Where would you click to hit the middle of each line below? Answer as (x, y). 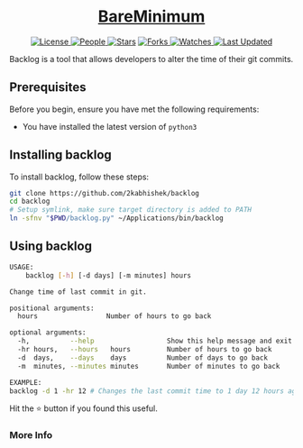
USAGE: (22, 267)
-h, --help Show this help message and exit (155, 341)
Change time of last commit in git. (78, 292)
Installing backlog (61, 155)
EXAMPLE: (26, 382)
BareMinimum (151, 17)
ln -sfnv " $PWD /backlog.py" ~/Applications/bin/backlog (116, 218)
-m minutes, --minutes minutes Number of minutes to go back (149, 366)
